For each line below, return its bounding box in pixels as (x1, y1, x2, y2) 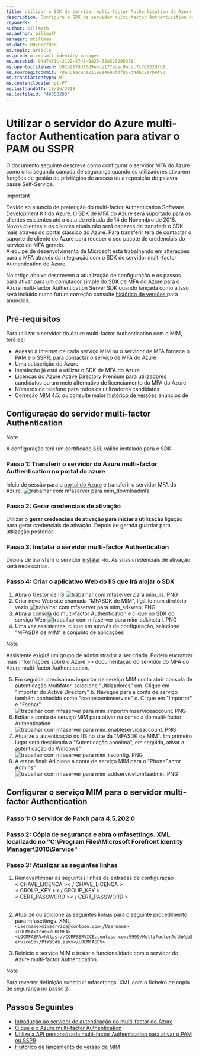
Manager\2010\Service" (6, 845, 78, 853)
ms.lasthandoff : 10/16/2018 (6, 86, 76, 92)
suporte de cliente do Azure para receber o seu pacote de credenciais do (6, 235, 185, 242)
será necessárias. (6, 562, 49, 569)
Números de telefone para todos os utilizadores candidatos (14, 385, 160, 392)
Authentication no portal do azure (6, 468, 105, 476)
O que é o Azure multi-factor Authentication (14, 1024, 122, 1031)
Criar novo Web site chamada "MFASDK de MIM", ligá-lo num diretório (14, 597, 187, 604)
